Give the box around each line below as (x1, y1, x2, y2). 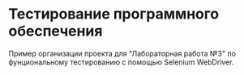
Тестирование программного (8, 5, 220, 23)
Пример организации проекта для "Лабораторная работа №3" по (8, 48, 237, 58)
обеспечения (8, 22, 103, 40)
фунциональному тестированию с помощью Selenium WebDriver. (8, 57, 234, 67)
